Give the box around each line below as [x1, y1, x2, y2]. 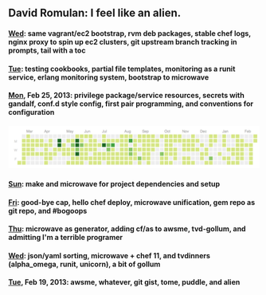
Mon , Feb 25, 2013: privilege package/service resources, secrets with [8, 91, 244, 100]
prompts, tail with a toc [8, 45, 86, 55]
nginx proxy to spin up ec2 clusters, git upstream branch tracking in [8, 37, 237, 46]
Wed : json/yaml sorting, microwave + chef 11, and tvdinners [8, 250, 211, 260]
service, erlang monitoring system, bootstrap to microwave [8, 72, 209, 82]
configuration [8, 108, 55, 117]
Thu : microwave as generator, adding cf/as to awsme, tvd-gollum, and [8, 224, 246, 234]
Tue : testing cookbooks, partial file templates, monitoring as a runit [8, 64, 236, 73]
